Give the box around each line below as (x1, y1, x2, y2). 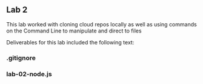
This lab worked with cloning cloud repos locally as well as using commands (6, 20, 197, 28)
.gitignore (6, 53, 36, 62)
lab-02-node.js (6, 70, 53, 78)
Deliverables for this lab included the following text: (6, 38, 135, 46)
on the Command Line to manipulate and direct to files (6, 27, 142, 34)
